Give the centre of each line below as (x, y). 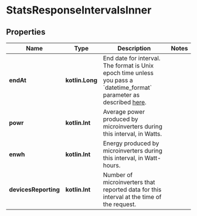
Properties (26, 32)
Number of (118, 175)
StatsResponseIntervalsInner (79, 10)
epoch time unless (128, 73)
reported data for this (132, 190)
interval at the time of (132, 197)
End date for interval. (132, 58)
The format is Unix (128, 65)
